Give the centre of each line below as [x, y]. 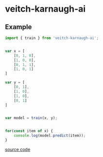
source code [18, 149]
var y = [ [15, 83]
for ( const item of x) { [29, 131]
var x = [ [15, 51]
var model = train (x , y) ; [31, 118]
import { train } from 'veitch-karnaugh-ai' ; [52, 38]
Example [18, 27]
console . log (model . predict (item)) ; [50, 136]
